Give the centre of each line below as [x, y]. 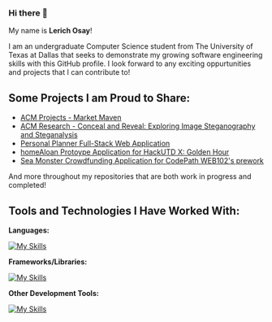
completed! [27, 185]
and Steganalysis [49, 135]
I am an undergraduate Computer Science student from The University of [131, 46]
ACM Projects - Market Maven [71, 118]
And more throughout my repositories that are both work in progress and [130, 176]
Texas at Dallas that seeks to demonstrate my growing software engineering [136, 55]
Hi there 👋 [28, 13]
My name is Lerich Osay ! [50, 31]
